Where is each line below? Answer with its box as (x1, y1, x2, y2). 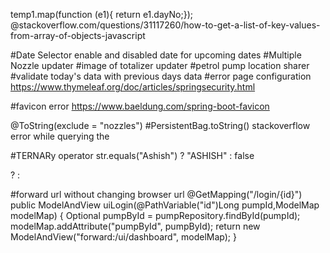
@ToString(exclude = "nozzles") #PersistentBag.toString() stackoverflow (10, 120, 311, 131)
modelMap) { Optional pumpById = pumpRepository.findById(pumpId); (10, 210, 301, 221)
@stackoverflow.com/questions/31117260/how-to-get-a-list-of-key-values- (10, 19, 321, 31)
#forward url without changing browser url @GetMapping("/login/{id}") (10, 189, 303, 200)
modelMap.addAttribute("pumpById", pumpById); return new (10, 220, 261, 232)
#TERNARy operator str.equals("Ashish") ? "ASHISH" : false (10, 150, 255, 161)
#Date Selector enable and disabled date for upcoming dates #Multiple (10, 49, 302, 61)
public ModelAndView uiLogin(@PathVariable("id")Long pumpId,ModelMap (10, 199, 320, 211)
